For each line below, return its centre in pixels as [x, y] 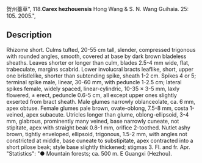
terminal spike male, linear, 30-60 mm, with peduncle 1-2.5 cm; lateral [94, 82]
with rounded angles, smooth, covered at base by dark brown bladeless [96, 56]
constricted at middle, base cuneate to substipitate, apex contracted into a [100, 140]
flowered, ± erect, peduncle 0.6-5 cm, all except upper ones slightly [92, 95]
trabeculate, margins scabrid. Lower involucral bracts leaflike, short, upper [100, 69]
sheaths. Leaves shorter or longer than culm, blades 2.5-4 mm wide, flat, [98, 62]
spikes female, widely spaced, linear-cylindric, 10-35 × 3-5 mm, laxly [93, 89]
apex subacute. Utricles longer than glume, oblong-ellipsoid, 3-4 [108, 114]
